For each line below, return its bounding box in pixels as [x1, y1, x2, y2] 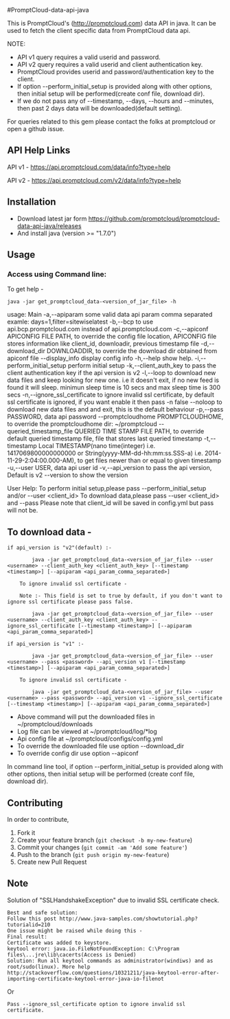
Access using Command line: [7, 269, 107, 279]
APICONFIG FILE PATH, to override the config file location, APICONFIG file [7, 333, 217, 341]
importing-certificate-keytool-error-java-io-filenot [7, 975, 165, 982]
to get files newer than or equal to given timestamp [77, 456, 222, 464]
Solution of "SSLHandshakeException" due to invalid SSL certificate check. [7, 896, 220, 904]
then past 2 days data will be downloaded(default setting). [16, 104, 183, 112]
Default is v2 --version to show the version [7, 471, 128, 480]
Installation [7, 196, 56, 208]
